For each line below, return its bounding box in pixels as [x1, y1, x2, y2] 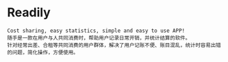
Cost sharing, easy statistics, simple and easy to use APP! [7, 27, 186, 34]
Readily [7, 5, 51, 20]
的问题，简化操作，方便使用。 [7, 49, 79, 56]
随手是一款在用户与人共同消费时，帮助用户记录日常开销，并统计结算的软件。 [7, 34, 191, 42]
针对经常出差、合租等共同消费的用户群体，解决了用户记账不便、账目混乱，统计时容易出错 [7, 42, 221, 48]
